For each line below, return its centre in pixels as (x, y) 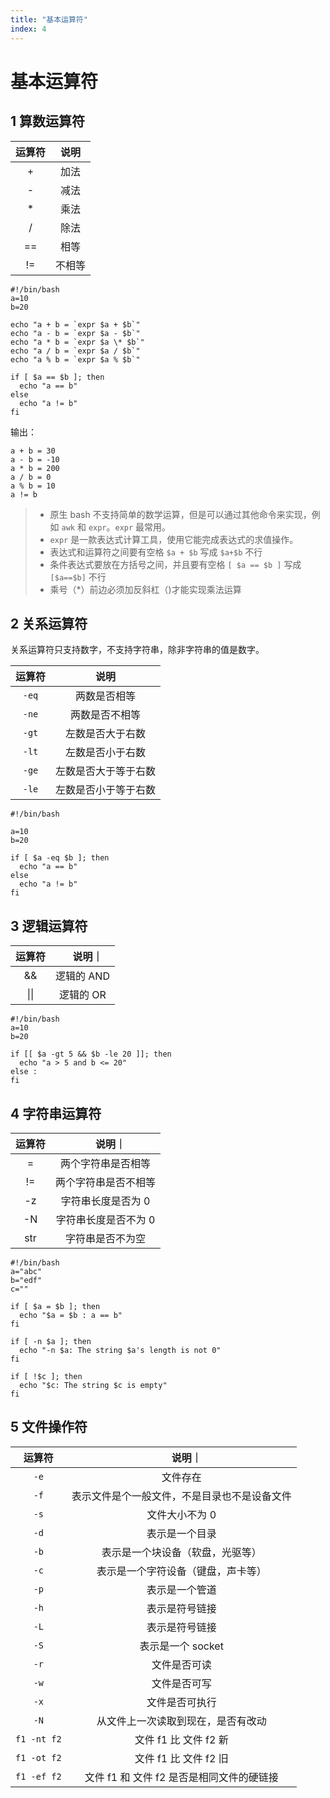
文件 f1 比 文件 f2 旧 (181, 1758)
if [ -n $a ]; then (51, 1341)
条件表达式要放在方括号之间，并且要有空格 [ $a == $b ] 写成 (175, 564)
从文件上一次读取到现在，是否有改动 (181, 1721)
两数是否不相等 (106, 715)
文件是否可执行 (181, 1702)
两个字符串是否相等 (106, 1163)
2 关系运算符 (49, 623)
